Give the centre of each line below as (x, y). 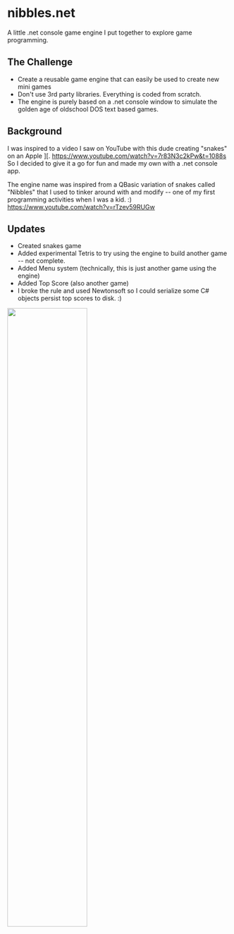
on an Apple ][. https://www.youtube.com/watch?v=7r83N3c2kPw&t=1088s (117, 156)
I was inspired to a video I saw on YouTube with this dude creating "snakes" (117, 148)
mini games (34, 87)
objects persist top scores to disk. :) (69, 298)
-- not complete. (41, 261)
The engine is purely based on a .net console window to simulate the (117, 102)
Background (35, 131)
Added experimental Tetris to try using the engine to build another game (122, 253)
